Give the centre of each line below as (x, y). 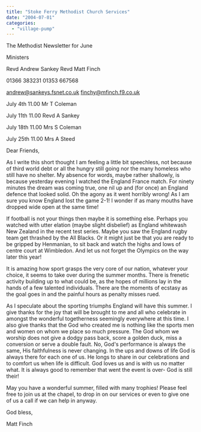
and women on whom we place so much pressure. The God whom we (92, 332)
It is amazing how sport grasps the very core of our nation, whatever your (97, 269)
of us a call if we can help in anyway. (52, 401)
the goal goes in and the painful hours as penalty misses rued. (83, 294)
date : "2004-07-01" (31, 17)
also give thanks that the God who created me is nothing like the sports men (100, 325)
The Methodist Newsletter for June (49, 46)
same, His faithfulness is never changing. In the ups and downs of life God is (101, 351)
